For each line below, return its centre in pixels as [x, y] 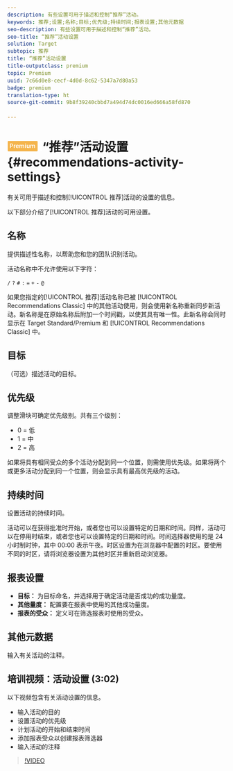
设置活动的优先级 [42, 720]
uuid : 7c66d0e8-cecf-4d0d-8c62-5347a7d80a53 [72, 81]
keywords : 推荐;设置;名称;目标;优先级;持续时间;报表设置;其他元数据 [96, 22]
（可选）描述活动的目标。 [44, 373]
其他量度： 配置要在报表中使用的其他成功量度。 [85, 604]
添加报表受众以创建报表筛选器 [60, 738]
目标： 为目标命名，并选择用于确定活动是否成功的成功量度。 [103, 596]
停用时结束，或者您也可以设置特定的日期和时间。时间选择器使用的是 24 [121, 536]
